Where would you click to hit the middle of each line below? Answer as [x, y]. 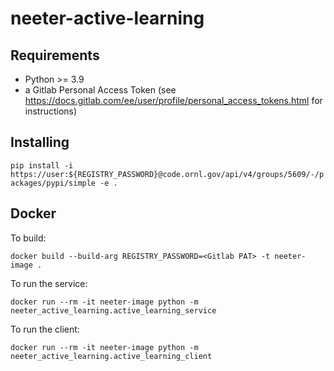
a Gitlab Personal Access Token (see [100, 90]
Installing [40, 142]
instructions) [51, 111]
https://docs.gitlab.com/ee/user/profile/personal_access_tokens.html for [173, 100]
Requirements [55, 55]
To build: [28, 238]
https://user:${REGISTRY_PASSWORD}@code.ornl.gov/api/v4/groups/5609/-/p [167, 174]
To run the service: [49, 283]
